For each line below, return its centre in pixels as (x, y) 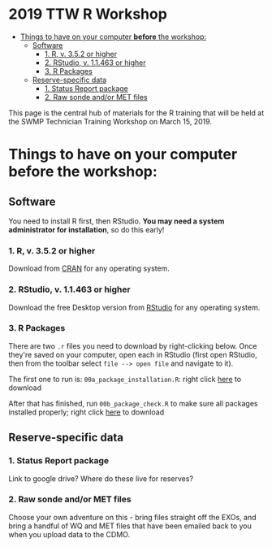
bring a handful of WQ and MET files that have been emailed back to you (130, 526)
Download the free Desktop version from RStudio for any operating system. (134, 307)
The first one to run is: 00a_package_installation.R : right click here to (125, 379)
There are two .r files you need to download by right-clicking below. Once (133, 345)
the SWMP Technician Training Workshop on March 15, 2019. (110, 121)
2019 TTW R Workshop (88, 14)
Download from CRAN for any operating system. (89, 268)
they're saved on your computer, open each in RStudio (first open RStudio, (133, 354)
